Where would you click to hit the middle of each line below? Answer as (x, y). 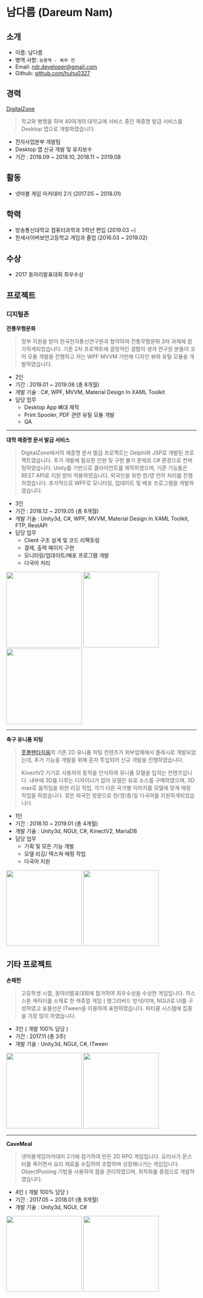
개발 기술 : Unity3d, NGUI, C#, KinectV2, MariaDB (76, 831)
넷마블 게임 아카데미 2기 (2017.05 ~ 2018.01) (68, 193)
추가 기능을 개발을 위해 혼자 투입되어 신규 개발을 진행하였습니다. (109, 760)
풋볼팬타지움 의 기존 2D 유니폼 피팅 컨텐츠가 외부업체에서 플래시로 (98, 752)
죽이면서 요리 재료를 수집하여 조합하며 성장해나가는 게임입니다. (106, 1163)
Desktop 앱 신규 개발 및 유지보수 (53, 149)
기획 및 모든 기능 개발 (49, 846)
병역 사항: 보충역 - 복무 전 (45, 60)
